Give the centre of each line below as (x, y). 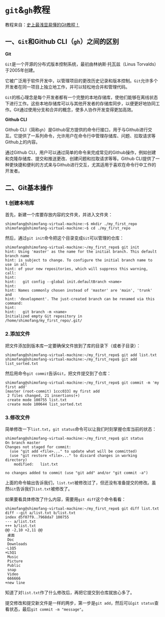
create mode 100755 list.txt (37, 400)
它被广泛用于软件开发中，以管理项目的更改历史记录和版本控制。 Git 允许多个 (82, 81)
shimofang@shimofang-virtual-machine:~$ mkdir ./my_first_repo (71, 224)
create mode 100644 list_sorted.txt (45, 404)
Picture (15, 561)
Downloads (17, 544)
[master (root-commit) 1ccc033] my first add (52, 391)
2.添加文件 (18, 334)
